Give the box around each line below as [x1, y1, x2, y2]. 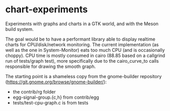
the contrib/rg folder [12, 88, 56, 95]
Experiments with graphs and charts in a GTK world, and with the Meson [5, 21, 159, 27]
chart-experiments [5, 4, 88, 15]
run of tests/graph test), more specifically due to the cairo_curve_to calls [5, 58, 159, 64]
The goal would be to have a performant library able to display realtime [5, 36, 156, 42]
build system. [5, 26, 34, 32]
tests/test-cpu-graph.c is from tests [12, 99, 89, 106]
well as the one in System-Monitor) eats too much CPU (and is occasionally [5, 47, 165, 53]
